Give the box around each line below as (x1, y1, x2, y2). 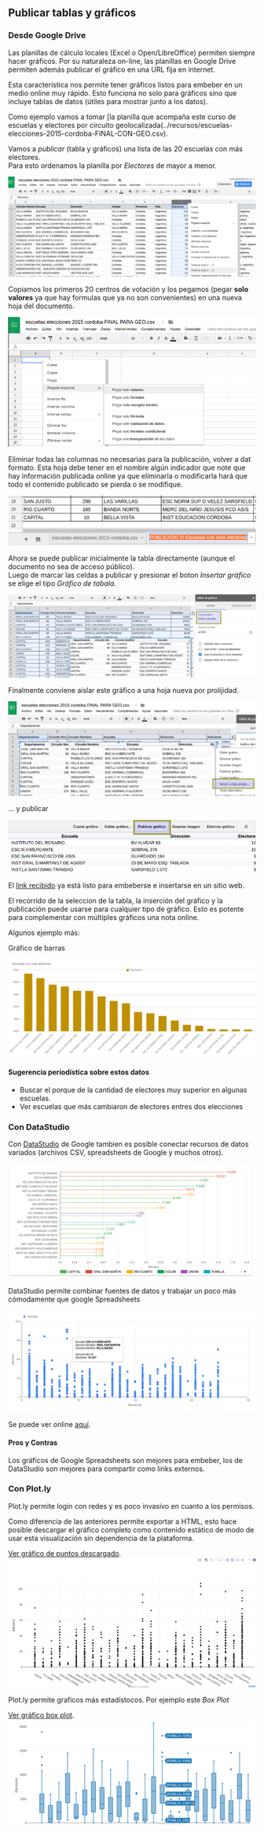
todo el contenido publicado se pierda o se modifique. (8, 480, 183, 490)
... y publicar (8, 804, 49, 814)
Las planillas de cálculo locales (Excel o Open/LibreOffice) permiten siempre (8, 47, 255, 58)
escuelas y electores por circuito (8, 120, 114, 129)
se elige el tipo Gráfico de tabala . (8, 579, 116, 588)
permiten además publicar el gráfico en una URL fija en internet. (8, 65, 216, 74)
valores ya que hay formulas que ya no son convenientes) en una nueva (8, 292, 242, 302)
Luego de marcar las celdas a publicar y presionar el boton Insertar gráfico (8, 570, 251, 579)
